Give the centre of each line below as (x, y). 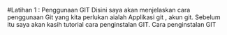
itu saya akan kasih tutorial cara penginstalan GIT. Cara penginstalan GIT (112, 24)
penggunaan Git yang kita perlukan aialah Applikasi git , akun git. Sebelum (114, 17)
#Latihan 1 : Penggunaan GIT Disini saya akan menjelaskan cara (99, 10)
